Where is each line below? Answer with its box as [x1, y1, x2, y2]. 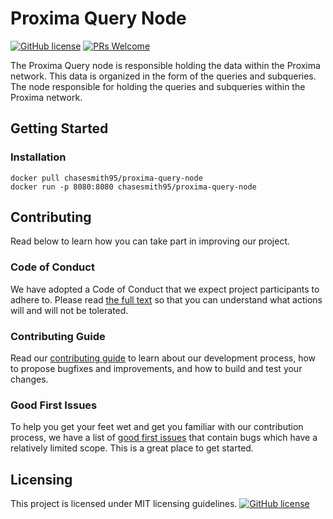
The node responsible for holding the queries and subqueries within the [10, 80, 306, 92]
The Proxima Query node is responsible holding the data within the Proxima [10, 59, 321, 71]
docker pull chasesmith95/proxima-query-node [10, 173, 203, 183]
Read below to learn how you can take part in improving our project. [10, 235, 291, 247]
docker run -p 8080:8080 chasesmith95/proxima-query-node [10, 182, 257, 192]
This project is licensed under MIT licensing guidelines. [10, 498, 238, 510]
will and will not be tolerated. [10, 304, 129, 316]
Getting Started [10, 120, 109, 137]
